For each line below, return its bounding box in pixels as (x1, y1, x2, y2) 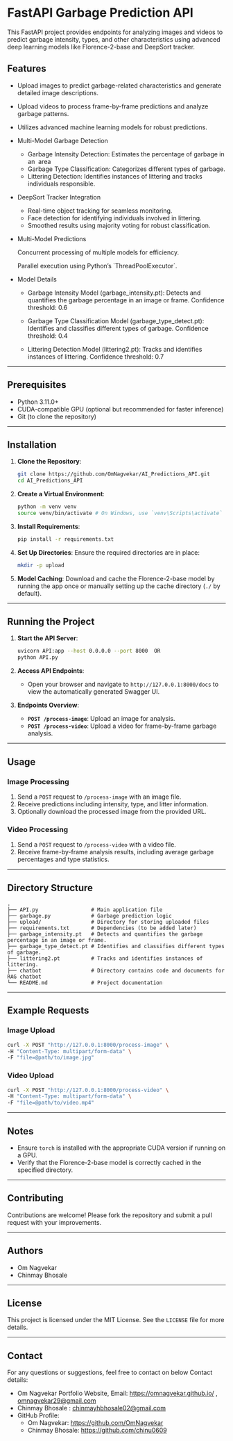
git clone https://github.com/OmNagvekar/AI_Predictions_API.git (17, 471, 210, 478)
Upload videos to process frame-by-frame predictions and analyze (17, 102, 209, 111)
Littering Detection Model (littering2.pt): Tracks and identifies (27, 345, 202, 353)
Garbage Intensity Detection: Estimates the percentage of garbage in (27, 149, 225, 158)
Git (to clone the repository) (17, 412, 97, 421)
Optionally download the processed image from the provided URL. (17, 807, 207, 815)
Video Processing (7, 824, 69, 834)
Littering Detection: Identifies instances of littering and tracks (27, 172, 202, 180)
